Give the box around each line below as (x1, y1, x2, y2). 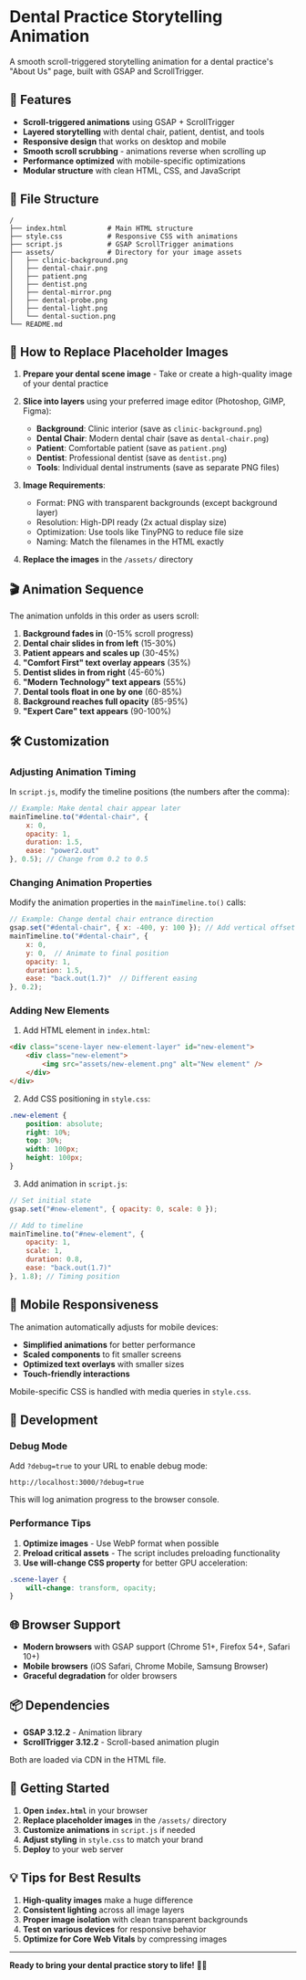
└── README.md (9, 320, 64, 329)
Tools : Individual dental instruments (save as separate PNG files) (36, 462, 280, 473)
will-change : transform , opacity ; (25, 1583, 157, 1593)
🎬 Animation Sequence (9, 582, 144, 597)
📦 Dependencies (9, 1698, 110, 1713)
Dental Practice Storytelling (9, 6, 223, 27)
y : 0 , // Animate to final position (25, 948, 169, 958)
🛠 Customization (9, 733, 109, 749)
